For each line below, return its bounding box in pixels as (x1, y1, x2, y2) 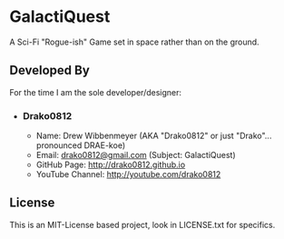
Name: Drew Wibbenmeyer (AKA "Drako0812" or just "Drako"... (35, 130, 272, 142)
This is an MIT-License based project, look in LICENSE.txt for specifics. (9, 219, 276, 230)
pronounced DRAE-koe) (35, 140, 125, 151)
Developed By (9, 63, 91, 78)
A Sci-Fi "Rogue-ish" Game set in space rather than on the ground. (9, 36, 260, 47)
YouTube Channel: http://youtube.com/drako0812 (35, 169, 221, 180)
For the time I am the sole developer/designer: (9, 86, 182, 97)
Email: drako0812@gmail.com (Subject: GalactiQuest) (35, 150, 236, 161)
